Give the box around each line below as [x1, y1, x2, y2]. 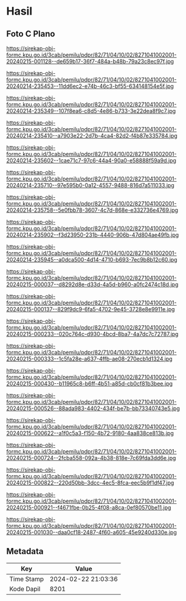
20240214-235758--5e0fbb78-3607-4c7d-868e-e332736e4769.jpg [6, 206, 178, 214]
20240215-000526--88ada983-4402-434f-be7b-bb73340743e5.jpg [6, 405, 181, 412]
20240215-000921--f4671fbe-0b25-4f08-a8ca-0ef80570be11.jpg [6, 504, 171, 511]
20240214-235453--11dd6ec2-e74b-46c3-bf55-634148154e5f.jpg [6, 82, 174, 90]
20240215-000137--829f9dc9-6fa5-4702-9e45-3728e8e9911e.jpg [6, 306, 175, 312]
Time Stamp [9, 575, 44, 583]
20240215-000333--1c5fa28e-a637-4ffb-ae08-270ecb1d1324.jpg [6, 355, 173, 362]
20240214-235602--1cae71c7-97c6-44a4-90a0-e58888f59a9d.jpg [6, 157, 176, 164]
